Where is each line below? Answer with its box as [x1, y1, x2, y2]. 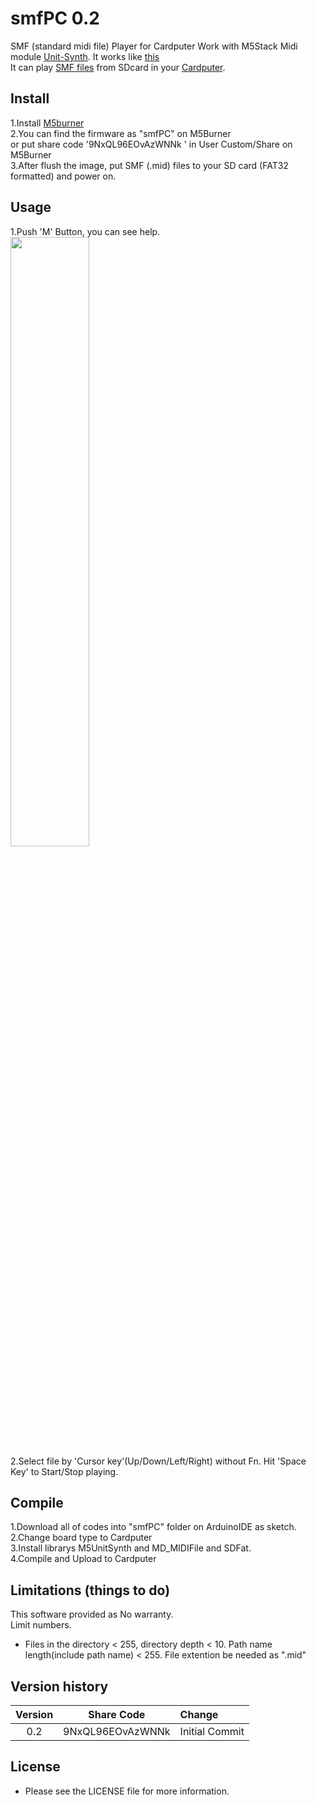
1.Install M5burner [10, 117, 85, 129]
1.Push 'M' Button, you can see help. [10, 225, 161, 237]
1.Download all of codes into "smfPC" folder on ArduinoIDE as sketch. [10, 1521, 297, 1533]
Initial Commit [179, 1725, 245, 1738]
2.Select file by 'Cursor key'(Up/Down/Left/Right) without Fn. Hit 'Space [10, 1455, 307, 1467]
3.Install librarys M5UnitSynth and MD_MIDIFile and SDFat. [10, 1542, 252, 1554]
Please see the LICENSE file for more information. [24, 1785, 230, 1797]
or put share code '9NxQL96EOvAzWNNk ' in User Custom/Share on [10, 138, 293, 150]
